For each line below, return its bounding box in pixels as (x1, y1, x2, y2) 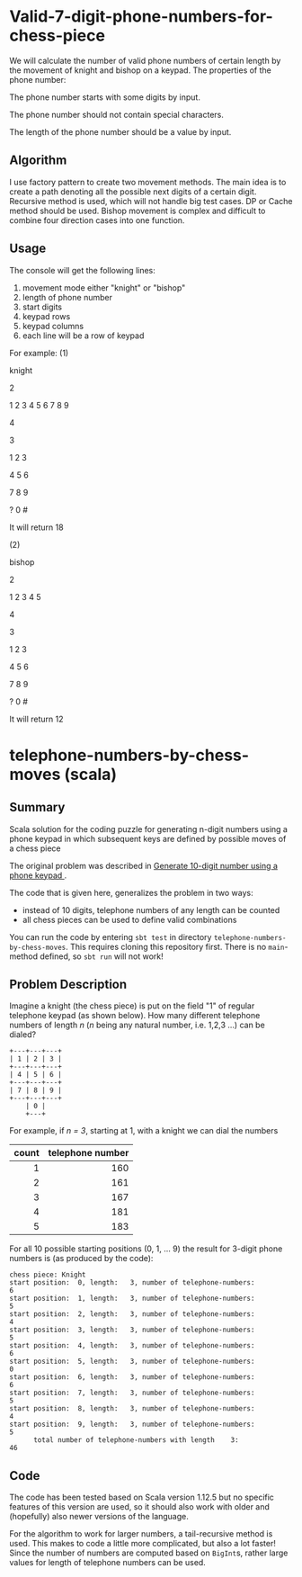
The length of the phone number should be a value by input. (9, 126, 232, 137)
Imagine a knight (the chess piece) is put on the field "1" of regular (9, 1000, 255, 1011)
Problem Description (9, 976, 128, 991)
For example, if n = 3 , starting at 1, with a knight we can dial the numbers (9, 1125, 279, 1136)
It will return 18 (9, 522, 65, 533)
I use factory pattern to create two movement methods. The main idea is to (9, 176, 287, 187)
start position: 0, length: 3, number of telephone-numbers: (9, 1278, 255, 1287)
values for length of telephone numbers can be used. (9, 1557, 207, 1568)
